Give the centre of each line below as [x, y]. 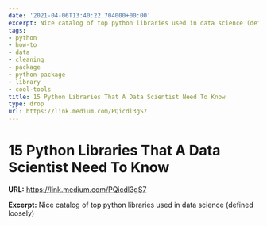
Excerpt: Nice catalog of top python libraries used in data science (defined [131, 205]
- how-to [23, 45]
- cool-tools [30, 89]
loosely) [21, 213]
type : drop [26, 104]
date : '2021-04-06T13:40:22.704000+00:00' [79, 15]
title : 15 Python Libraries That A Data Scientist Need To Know [117, 97]
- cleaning [26, 60]
